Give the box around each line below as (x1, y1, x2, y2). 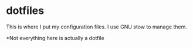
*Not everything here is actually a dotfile (6, 34, 104, 41)
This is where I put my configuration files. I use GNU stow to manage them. (6, 23, 188, 30)
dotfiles (6, 4, 45, 17)
